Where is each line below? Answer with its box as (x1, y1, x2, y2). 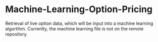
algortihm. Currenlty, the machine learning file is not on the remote (5, 25, 144, 31)
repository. (5, 31, 28, 37)
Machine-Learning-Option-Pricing (5, 4, 153, 15)
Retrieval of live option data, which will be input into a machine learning (5, 20, 153, 26)
